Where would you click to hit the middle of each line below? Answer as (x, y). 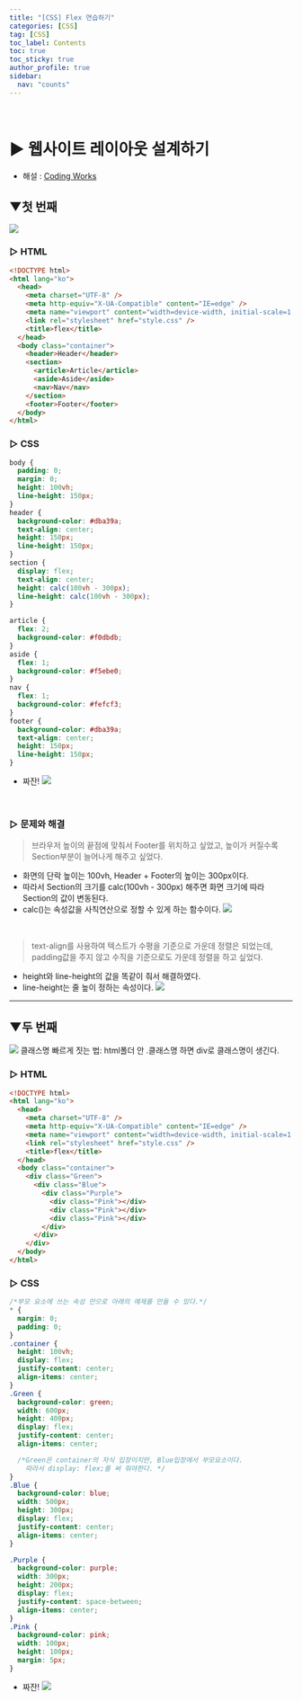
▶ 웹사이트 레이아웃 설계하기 (109, 149)
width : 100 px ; (44, 1643)
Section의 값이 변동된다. (65, 898)
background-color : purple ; (68, 1568)
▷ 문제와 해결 (37, 824)
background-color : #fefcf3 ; (70, 705)
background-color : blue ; (64, 1493)
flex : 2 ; (34, 629)
